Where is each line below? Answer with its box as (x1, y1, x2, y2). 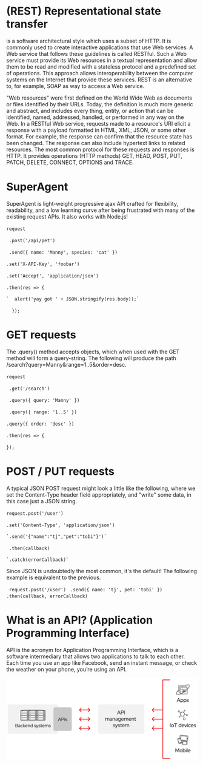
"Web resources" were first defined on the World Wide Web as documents (6, 94, 193, 101)
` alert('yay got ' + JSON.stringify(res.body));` (6, 296, 139, 302)
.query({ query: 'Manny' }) (8, 397, 80, 403)
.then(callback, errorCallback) (6, 593, 88, 599)
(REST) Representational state (6, 4, 162, 18)
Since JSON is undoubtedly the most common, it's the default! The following (6, 567, 198, 574)
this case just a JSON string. (6, 497, 78, 505)
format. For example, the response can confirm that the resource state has (6, 132, 193, 140)
